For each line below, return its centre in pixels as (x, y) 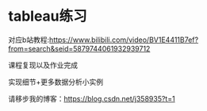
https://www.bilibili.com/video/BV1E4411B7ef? (124, 40)
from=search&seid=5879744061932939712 (79, 48)
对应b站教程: (29, 40)
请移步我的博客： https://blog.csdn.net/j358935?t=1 (92, 98)
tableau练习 (48, 16)
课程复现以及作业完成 (43, 65)
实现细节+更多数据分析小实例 (56, 82)
